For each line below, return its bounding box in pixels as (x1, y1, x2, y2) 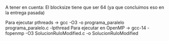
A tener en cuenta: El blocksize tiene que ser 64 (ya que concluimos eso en (5, 5, 164, 10)
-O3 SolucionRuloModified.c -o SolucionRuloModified (25, 30, 139, 36)
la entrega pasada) (5, 10, 45, 16)
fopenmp (5, 30, 25, 36)
